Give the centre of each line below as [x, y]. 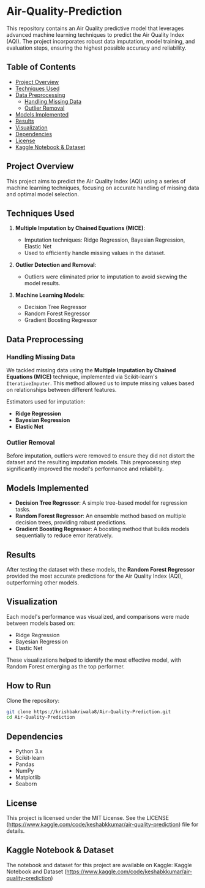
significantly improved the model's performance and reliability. [85, 469]
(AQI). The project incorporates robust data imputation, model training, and [101, 41]
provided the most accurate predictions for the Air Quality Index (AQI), [95, 576]
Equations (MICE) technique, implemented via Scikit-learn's [82, 377]
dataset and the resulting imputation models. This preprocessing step [94, 462]
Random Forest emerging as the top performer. [66, 666]
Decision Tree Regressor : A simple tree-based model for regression [101, 503]
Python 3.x [29, 751]
